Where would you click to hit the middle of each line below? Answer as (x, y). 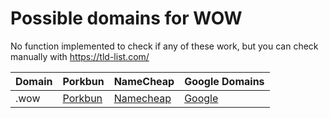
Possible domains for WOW (126, 18)
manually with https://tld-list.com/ (80, 56)
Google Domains (224, 81)
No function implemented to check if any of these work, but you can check (164, 46)
